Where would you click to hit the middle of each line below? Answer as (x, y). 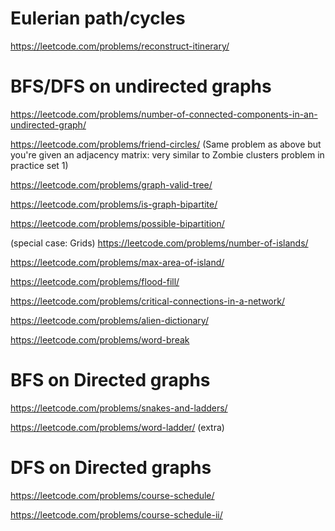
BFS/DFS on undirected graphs (141, 86)
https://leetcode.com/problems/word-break (100, 339)
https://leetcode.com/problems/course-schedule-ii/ (116, 514)
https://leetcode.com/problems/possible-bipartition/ (117, 223)
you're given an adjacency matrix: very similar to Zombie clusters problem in (167, 154)
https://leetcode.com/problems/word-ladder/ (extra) (117, 427)
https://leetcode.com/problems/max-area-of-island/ (117, 262)
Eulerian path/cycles (98, 18)
